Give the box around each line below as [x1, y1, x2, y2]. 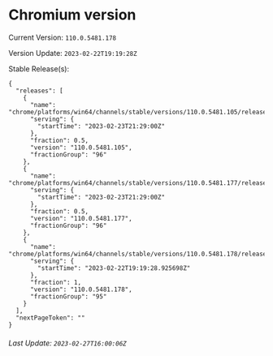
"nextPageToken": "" [15, 314, 85, 322]
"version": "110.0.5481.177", [29, 214, 132, 222]
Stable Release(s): [8, 63, 70, 74]
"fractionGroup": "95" [29, 292, 107, 301]
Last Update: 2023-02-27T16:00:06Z [8, 338, 128, 348]
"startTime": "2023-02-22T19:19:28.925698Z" [37, 264, 191, 272]
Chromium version [8, 6, 136, 24]
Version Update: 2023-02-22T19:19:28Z [8, 48, 137, 58]
